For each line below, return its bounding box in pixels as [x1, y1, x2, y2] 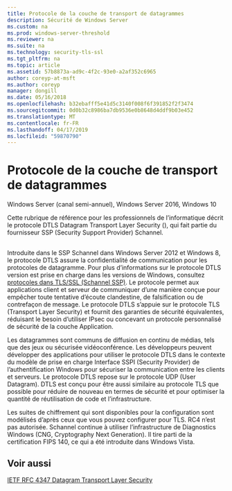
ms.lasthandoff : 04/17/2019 [7, 126, 89, 133]
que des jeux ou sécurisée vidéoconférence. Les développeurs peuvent [7, 343, 213, 351]
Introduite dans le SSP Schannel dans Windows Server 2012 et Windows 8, [7, 248, 221, 257]
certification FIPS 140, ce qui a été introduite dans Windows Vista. [7, 438, 195, 446]
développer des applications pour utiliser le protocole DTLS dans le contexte [7, 350, 226, 359]
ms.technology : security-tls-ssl [7, 49, 104, 56]
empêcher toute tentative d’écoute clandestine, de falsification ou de [7, 293, 204, 301]
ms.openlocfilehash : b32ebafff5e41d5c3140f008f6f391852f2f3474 [7, 101, 194, 107]
